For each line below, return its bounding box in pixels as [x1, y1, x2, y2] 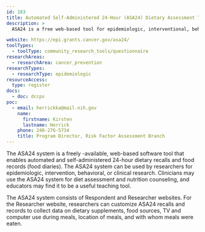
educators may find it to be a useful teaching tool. [6, 182, 132, 189]
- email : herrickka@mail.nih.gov [12, 105, 97, 111]
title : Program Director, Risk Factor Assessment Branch [17, 133, 165, 139]
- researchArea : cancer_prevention [12, 59, 103, 66]
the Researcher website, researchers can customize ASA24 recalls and [6, 200, 185, 208]
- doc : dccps [12, 94, 45, 100]
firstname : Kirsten [22, 116, 72, 122]
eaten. [6, 220, 23, 227]
